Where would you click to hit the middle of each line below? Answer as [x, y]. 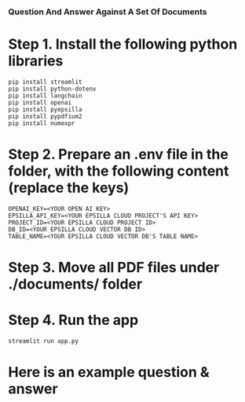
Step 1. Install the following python [123, 44]
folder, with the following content [119, 171]
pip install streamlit [45, 82]
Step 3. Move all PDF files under [114, 267]
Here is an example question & [109, 372]
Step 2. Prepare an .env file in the [119, 155]
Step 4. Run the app [73, 320]
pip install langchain [45, 96]
